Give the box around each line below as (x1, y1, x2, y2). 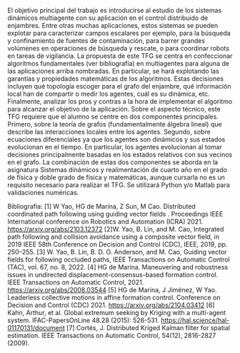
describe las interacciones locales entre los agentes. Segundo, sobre (7, 128, 211, 136)
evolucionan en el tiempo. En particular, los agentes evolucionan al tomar (7, 143, 223, 151)
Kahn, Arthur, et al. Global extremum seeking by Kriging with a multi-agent (7, 309, 226, 317)
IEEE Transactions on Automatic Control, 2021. (7, 278, 144, 287)
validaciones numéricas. (7, 189, 79, 197)
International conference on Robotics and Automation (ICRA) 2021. (7, 217, 204, 226)
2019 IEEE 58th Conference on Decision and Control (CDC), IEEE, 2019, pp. (7, 240, 228, 249)
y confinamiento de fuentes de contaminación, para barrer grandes (7, 36, 206, 45)
